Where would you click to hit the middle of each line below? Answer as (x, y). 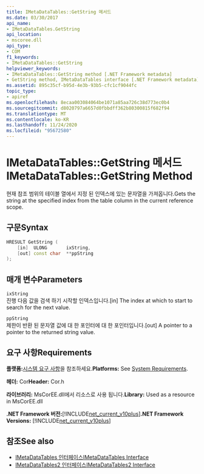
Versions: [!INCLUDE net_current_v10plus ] (59, 420)
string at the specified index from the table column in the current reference (100, 200)
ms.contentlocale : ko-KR (38, 119)
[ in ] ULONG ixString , (54, 248)
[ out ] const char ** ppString (56, 253)
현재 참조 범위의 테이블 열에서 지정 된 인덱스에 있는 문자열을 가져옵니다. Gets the (101, 193)
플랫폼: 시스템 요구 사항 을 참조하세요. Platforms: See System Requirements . (97, 368)
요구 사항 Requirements (49, 353)
